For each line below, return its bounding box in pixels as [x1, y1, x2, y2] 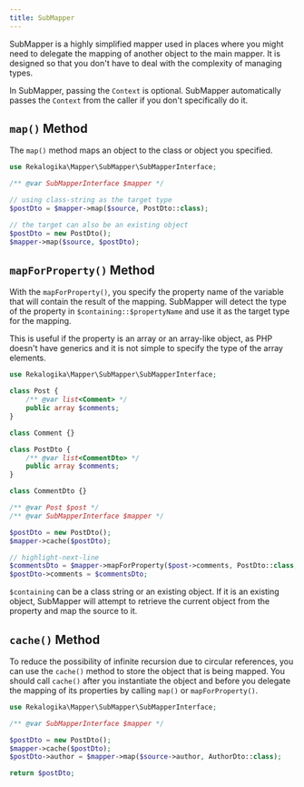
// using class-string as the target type [9, 196, 172, 205]
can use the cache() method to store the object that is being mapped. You [9, 665, 286, 676]
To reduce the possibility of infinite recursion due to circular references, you [9, 656, 294, 667]
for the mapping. [9, 316, 72, 327]
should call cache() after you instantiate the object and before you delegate [9, 675, 291, 686]
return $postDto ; [9, 769, 75, 778]
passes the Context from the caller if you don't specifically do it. [9, 95, 249, 106]
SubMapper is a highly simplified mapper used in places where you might [9, 38, 284, 49]
